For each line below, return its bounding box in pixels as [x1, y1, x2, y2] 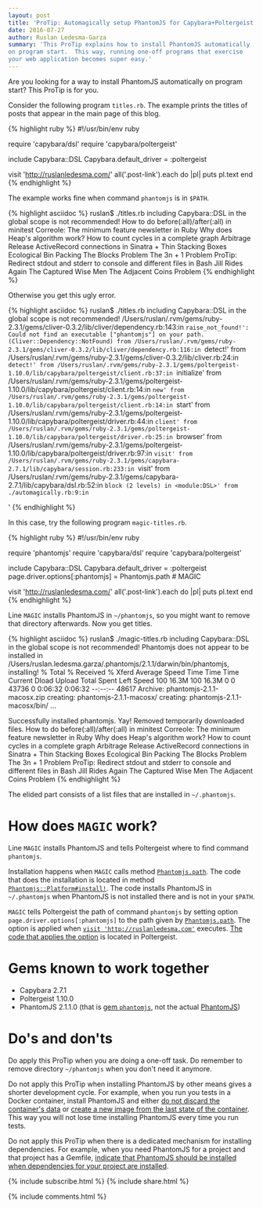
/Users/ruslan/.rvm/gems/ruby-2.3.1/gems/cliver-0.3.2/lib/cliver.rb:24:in [8, 353, 239, 362]
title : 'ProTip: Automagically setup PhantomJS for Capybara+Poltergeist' [8, 19, 258, 27]
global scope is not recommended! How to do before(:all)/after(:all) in [8, 217, 232, 226]
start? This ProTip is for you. [8, 85, 99, 94]
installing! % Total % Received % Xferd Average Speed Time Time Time [8, 667, 240, 676]
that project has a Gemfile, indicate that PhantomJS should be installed [8, 1152, 237, 1162]
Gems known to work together [8, 960, 210, 977]
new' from [152, 386, 185, 394]
